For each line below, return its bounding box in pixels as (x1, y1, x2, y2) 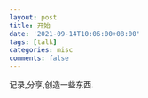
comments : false (9, 54, 69, 63)
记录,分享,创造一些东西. (9, 79, 95, 89)
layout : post (9, 12, 58, 22)
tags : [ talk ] (9, 37, 58, 47)
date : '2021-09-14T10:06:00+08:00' (9, 29, 141, 38)
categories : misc (9, 46, 74, 55)
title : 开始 (9, 21, 51, 30)
